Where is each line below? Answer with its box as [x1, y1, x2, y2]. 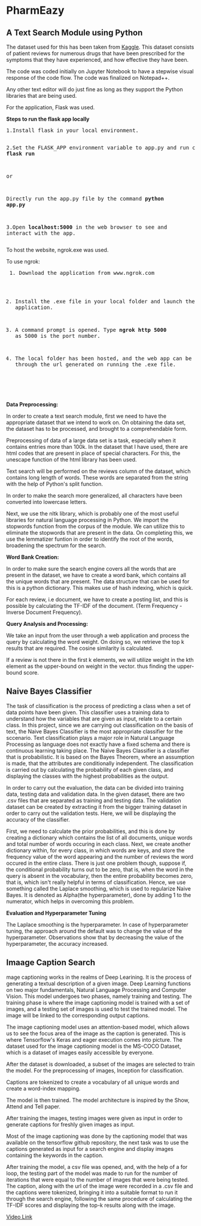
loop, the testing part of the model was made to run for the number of [6, 1170, 178, 1177]
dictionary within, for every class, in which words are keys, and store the [6, 847, 185, 854]
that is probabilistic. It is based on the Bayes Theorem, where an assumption [6, 753, 194, 760]
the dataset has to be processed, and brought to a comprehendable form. [6, 425, 188, 432]
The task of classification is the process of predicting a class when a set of [6, 702, 191, 709]
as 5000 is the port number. [14, 332, 100, 339]
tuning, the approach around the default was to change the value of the [6, 927, 182, 934]
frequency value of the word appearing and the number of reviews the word [6, 853, 193, 860]
